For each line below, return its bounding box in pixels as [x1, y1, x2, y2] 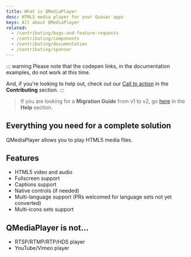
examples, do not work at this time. [6, 68, 91, 76]
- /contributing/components [11, 36, 80, 41]
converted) [14, 200, 41, 207]
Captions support [14, 181, 57, 188]
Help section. [20, 103, 53, 111]
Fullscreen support [14, 175, 60, 182]
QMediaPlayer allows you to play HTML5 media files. [6, 136, 133, 143]
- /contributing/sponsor [11, 47, 72, 53]
